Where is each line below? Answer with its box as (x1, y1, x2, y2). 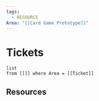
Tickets (6, 45, 44, 59)
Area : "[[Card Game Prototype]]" (6, 20, 89, 26)
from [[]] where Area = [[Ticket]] (6, 71, 94, 76)
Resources (6, 87, 47, 97)
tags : (6, 8, 20, 15)
